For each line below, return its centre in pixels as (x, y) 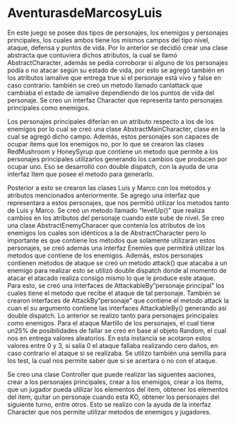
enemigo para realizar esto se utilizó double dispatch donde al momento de (117, 270)
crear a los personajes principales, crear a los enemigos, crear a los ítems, (116, 382)
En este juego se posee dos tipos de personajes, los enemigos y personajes (118, 33)
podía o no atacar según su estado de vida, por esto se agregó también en (116, 70)
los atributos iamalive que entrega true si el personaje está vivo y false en (114, 77)
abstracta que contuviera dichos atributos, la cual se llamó (93, 55)
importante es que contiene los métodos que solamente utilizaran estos (111, 240)
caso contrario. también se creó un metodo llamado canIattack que (105, 85)
